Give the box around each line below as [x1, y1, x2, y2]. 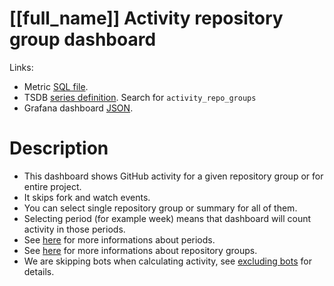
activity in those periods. [23, 223, 126, 235]
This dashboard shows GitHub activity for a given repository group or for [23, 170, 324, 182]
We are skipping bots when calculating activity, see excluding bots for [23, 255, 312, 267]
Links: [9, 61, 34, 73]
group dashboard [9, 28, 157, 51]
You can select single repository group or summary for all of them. [23, 202, 298, 214]
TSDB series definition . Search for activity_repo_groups [23, 91, 257, 103]
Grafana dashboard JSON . [23, 102, 134, 114]
